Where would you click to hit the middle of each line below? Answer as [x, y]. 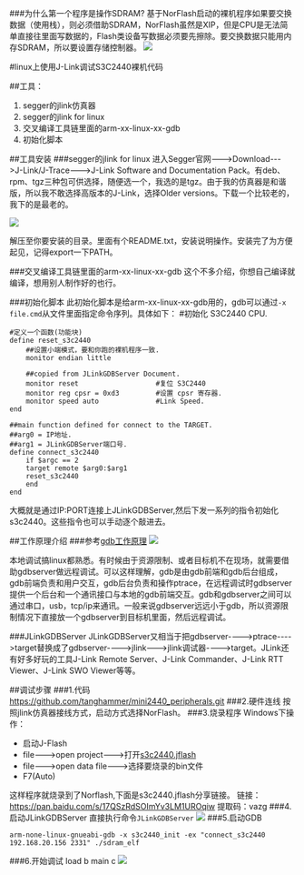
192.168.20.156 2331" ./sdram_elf [75, 843]
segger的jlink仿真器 [59, 106]
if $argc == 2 [52, 460]
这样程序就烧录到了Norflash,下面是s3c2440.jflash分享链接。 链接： [135, 795]
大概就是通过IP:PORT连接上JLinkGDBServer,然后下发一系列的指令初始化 [144, 510]
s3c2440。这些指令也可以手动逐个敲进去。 [90, 522]
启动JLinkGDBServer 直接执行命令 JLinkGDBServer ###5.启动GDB [136, 818]
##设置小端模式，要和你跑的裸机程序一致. [93, 350]
